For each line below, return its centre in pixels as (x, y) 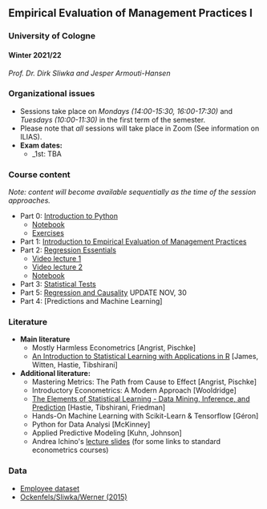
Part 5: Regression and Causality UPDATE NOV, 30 (103, 293)
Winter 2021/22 (35, 55)
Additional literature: (55, 374)
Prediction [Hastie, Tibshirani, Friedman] (99, 407)
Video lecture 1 (57, 259)
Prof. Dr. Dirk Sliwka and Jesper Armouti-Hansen (89, 73)
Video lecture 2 (57, 267)
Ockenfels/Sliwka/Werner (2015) (73, 497)
